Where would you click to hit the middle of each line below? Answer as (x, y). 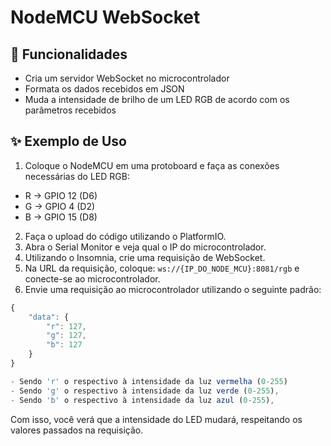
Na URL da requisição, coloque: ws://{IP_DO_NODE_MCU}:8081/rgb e (162, 268)
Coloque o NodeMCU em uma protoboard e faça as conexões (152, 165)
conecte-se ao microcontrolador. (92, 278)
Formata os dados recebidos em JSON (104, 89)
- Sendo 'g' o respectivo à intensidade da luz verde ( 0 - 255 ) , (145, 391)
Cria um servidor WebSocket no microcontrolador (127, 78)
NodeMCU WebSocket (105, 17)
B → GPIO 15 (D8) (61, 217)
